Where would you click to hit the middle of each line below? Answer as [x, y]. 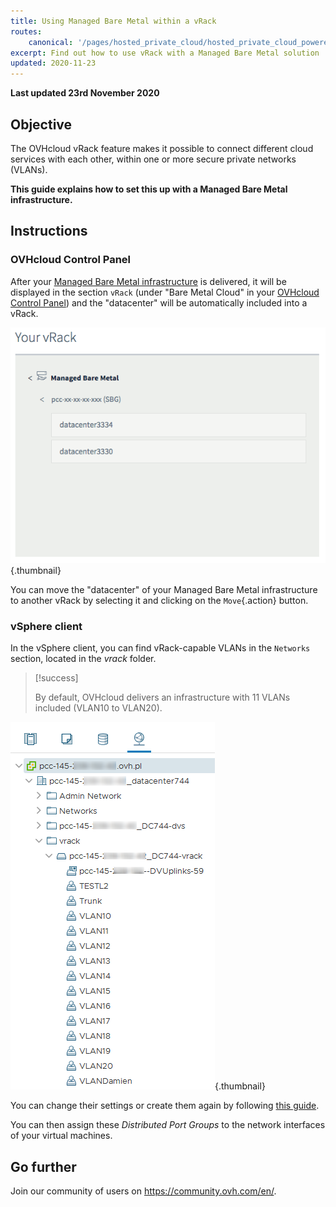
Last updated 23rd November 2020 [85, 93]
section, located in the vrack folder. [83, 659]
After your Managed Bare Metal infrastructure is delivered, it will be [148, 281]
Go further [43, 1166]
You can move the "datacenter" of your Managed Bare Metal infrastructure [164, 589]
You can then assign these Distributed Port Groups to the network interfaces [168, 1125]
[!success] [56, 678]
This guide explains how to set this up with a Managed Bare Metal [149, 189]
